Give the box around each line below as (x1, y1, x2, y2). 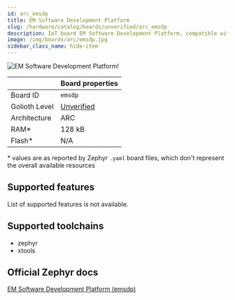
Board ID (10, 90, 40, 100)
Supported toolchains (7, 220, 104, 232)
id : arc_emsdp (7, 10, 49, 17)
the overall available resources (7, 162, 96, 169)
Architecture (10, 113, 52, 122)
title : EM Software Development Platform (7, 17, 130, 24)
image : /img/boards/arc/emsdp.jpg (7, 36, 108, 43)
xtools (17, 246, 36, 255)
